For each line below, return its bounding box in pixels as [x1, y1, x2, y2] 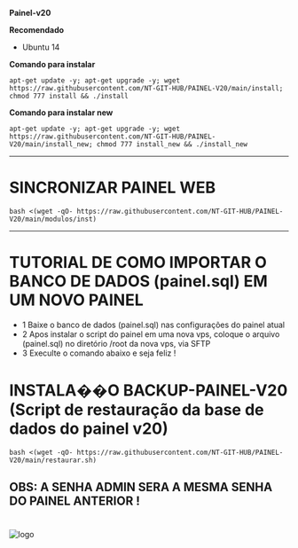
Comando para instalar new [9, 107, 114, 118]
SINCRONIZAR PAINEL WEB [9, 177, 216, 198]
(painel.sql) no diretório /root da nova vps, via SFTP [21, 338, 211, 348]
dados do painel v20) [9, 419, 169, 439]
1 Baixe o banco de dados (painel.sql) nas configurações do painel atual [21, 319, 286, 330]
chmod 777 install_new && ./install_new [96, 140, 248, 149]
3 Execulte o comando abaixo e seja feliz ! [21, 348, 176, 358]
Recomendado [9, 25, 65, 35]
